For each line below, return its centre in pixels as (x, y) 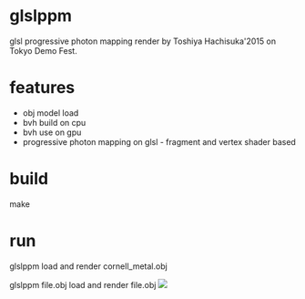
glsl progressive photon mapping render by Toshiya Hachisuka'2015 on (142, 41)
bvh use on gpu (52, 132)
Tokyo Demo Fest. (43, 50)
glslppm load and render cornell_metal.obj (89, 266)
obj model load (51, 113)
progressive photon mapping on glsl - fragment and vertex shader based (159, 141)
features (42, 88)
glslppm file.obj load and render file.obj (83, 284)
